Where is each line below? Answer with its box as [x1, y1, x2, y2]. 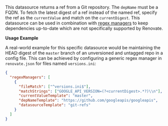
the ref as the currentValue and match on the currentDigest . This [5, 15, 140, 20]
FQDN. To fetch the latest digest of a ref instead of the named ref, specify [5, 9, 157, 15]
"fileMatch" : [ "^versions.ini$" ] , [18, 84, 91, 89]
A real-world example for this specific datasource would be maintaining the [5, 45, 161, 50]
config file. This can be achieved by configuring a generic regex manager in [5, 55, 162, 61]
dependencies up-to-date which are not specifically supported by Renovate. [5, 25, 163, 31]
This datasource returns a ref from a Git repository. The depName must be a [5, 4, 158, 10]
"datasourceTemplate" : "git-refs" [18, 103, 91, 108]
